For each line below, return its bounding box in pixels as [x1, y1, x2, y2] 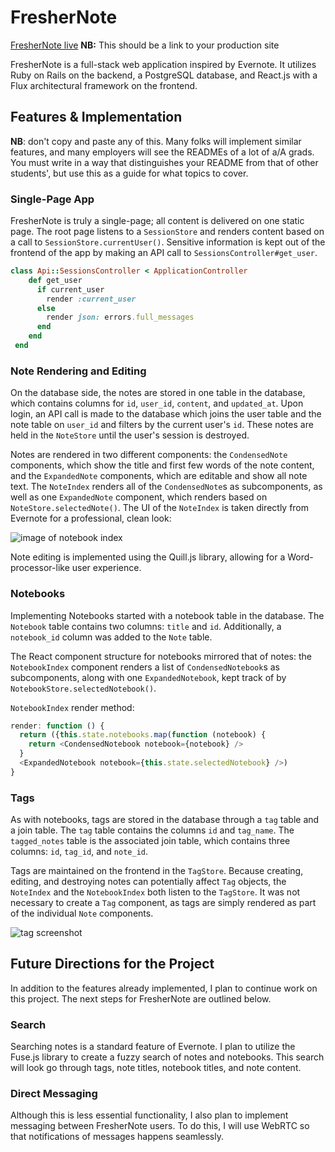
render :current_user [46, 294, 137, 304]
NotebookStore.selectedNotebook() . [10, 682, 157, 694]
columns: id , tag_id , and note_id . [10, 846, 149, 858]
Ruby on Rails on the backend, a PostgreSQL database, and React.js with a [10, 69, 318, 81]
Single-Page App [10, 192, 95, 206]
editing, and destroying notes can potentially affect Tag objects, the [10, 876, 287, 888]
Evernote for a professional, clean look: [10, 512, 172, 525]
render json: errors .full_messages [46, 312, 195, 323]
